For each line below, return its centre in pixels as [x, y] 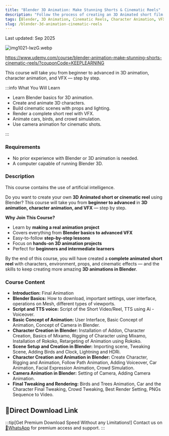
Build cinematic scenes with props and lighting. [61, 108]
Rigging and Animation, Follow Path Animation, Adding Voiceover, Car [84, 363]
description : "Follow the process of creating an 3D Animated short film [84, 15]
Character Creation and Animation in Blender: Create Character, [80, 357]
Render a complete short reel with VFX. [53, 114]
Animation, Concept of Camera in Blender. [56, 325]
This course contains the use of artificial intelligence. [60, 187]
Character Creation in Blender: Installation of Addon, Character [78, 330]
